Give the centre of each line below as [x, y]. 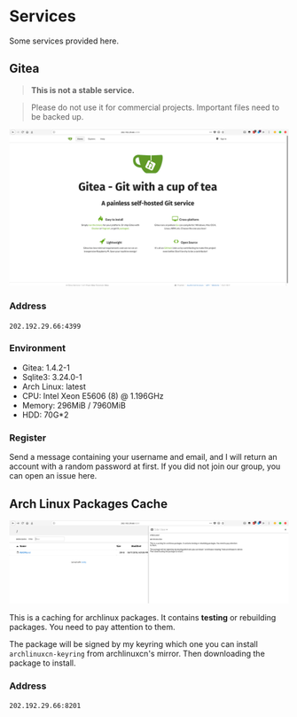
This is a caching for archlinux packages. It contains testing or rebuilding [143, 618]
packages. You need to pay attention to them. [92, 627]
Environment [38, 348]
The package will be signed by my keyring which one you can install [134, 644]
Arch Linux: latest [54, 386]
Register [28, 438]
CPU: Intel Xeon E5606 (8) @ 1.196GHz [93, 395]
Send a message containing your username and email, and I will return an [143, 457]
